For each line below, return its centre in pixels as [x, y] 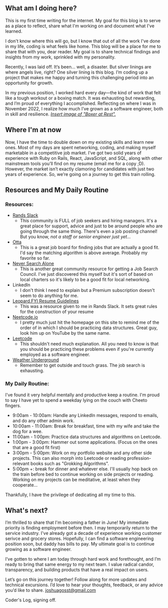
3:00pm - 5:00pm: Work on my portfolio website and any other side [82, 453]
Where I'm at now [33, 130]
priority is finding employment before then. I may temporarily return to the [81, 528]
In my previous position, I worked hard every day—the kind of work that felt [83, 92]
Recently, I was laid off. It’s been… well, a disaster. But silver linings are [78, 67]
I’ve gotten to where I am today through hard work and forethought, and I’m [83, 559]
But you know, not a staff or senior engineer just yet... [75, 237]
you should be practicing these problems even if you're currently [87, 349]
